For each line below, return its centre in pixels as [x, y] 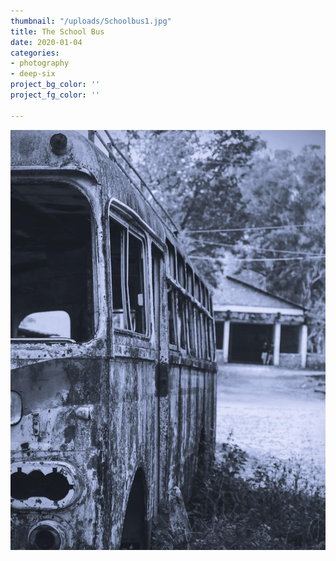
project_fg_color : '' [55, 95]
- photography [40, 63]
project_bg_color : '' [55, 85]
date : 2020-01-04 [46, 42]
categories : [35, 53]
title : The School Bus [57, 31]
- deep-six [33, 74]
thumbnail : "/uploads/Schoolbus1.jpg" [91, 21]
